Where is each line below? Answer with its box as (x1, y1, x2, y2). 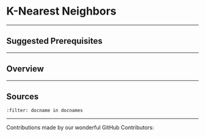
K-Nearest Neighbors (6, 4, 117, 18)
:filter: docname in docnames (6, 108, 84, 114)
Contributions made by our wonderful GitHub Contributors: (6, 124, 154, 132)
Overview (6, 64, 45, 74)
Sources (6, 91, 39, 102)
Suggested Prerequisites (6, 36, 103, 46)
